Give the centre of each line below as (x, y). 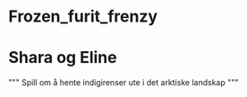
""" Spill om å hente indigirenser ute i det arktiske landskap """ (123, 83)
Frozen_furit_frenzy (83, 17)
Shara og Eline (63, 58)
